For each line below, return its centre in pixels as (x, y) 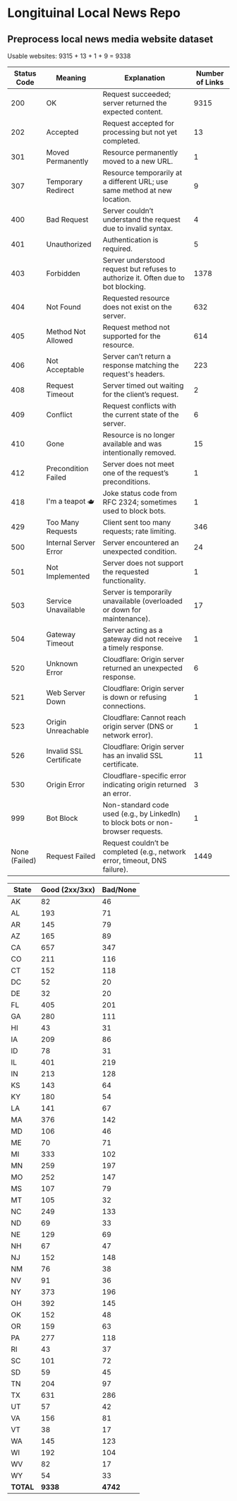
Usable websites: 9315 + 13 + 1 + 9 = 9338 (69, 56)
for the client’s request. (141, 394)
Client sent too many (137, 522)
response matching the (141, 365)
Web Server (66, 693)
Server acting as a (133, 630)
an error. (117, 794)
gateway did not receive (142, 639)
